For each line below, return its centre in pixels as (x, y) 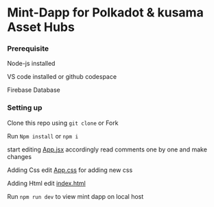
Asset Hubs (41, 27)
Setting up (25, 108)
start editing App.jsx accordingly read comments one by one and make (107, 149)
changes (20, 156)
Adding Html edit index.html (46, 183)
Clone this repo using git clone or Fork (63, 123)
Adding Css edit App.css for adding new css (70, 170)
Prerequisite (28, 49)
